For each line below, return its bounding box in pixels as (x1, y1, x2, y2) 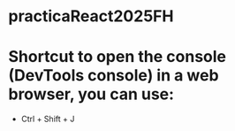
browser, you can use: (8, 84, 174, 104)
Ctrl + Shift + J (20, 113, 75, 125)
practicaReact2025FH (8, 6, 174, 27)
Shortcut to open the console (8, 47, 227, 67)
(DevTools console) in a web (8, 65, 219, 86)
